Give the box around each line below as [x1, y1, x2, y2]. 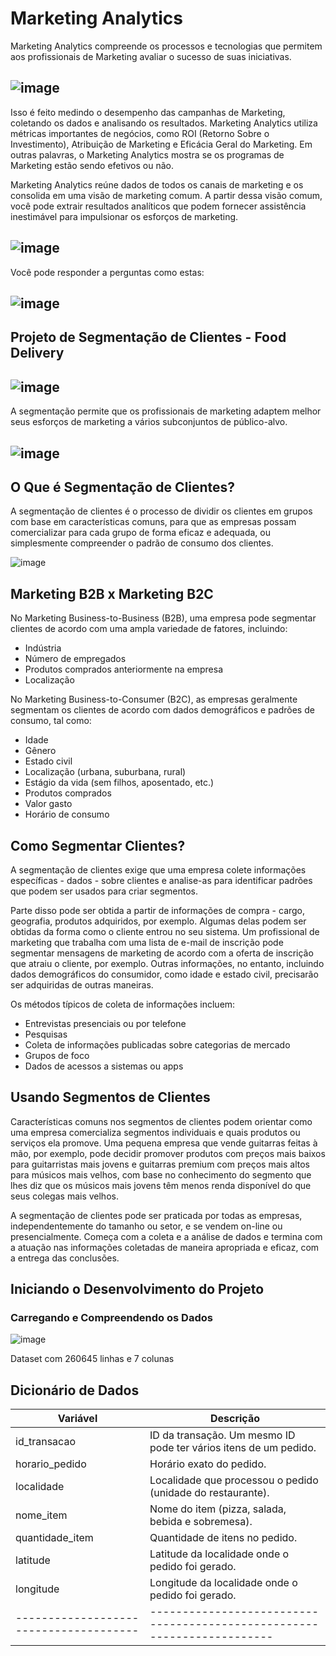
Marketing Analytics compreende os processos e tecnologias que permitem [10, 40, 323, 52]
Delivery [10, 345, 65, 362]
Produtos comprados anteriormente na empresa [24, 663, 224, 676]
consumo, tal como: [10, 715, 92, 727]
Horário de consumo [24, 808, 110, 821]
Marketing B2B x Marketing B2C [10, 585, 214, 602]
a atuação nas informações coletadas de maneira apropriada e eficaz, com [10, 1241, 320, 1253]
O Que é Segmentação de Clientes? [10, 478, 236, 496]
